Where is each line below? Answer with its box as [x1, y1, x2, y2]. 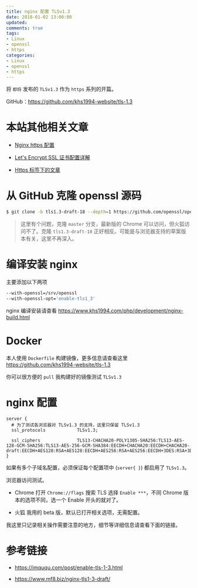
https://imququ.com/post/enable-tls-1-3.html [14, 564, 123, 571]
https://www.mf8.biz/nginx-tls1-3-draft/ [14, 575, 110, 582]
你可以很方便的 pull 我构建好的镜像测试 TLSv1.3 [6, 373, 122, 380]
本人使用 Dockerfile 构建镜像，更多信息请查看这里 [6, 354, 128, 362]
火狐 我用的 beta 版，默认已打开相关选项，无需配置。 [14, 509, 143, 516]
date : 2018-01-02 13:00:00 [6, 14, 72, 20]
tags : [6, 31, 19, 36]
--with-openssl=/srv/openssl [6, 290, 77, 296]
